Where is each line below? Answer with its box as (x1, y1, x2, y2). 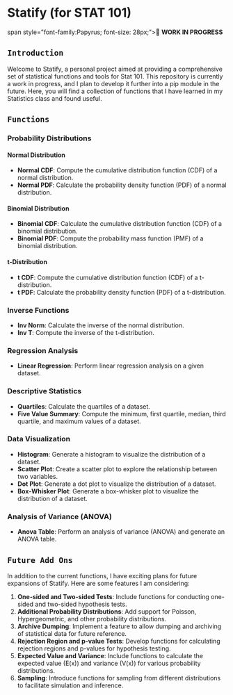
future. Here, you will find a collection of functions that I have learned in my (7, 87, 223, 95)
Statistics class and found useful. (7, 94, 102, 102)
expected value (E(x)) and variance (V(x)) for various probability (17, 659, 201, 667)
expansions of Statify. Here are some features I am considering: (7, 579, 190, 587)
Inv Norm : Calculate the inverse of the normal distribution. (17, 321, 184, 329)
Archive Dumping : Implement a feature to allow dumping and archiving (17, 622, 222, 630)
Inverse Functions (7, 305, 70, 315)
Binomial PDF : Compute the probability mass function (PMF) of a (17, 234, 204, 243)
